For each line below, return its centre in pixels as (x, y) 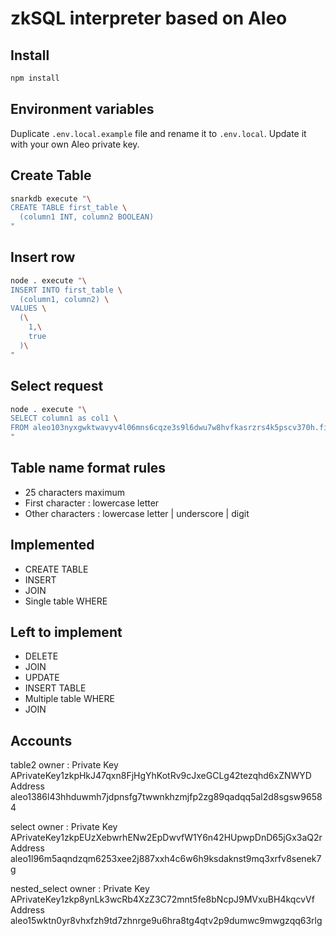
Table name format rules (88, 468)
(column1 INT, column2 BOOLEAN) (87, 217)
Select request (57, 386)
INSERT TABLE (55, 688)
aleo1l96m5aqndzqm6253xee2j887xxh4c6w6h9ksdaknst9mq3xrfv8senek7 (166, 859)
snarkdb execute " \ (51, 198)
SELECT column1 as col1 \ (64, 418)
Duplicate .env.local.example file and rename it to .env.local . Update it (158, 133)
